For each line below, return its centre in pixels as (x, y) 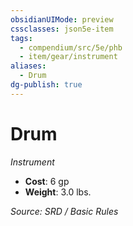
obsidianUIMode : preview (62, 19)
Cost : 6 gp (47, 181)
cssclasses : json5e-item (62, 29)
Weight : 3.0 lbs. (58, 192)
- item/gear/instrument (68, 57)
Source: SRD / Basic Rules (64, 211)
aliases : (28, 66)
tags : (21, 38)
